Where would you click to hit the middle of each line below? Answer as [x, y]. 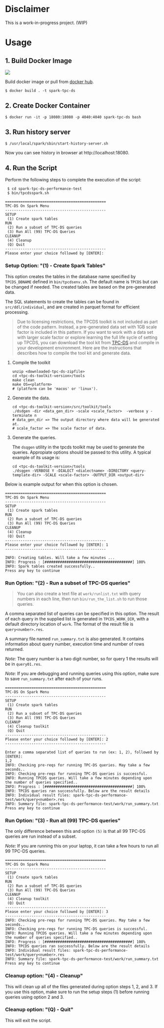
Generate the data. [31, 398]
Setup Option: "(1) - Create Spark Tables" [55, 265]
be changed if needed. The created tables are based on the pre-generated [80, 287]
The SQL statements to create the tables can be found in [62, 301]
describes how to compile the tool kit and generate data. [74, 353]
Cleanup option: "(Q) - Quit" [39, 1010]
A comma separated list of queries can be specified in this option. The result [82, 614]
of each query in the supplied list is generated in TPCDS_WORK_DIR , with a [77, 618]
